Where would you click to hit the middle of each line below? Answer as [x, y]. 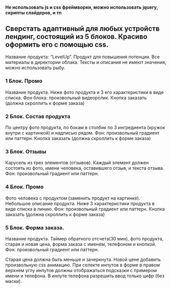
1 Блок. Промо [24, 81]
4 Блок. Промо [25, 187]
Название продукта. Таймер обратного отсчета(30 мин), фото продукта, [84, 238]
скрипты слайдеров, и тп [34, 12]
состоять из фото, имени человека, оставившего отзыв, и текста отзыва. [85, 168]
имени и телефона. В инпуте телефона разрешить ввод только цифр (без [85, 276]
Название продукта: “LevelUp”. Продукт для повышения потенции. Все [82, 57]
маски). [14, 281]
